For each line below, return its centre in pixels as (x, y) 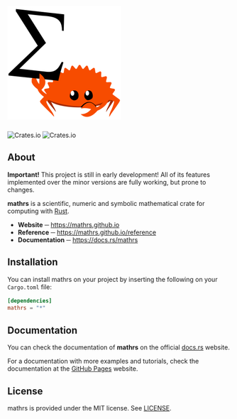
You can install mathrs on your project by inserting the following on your (112, 279)
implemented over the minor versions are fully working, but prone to (107, 182)
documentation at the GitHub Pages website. (73, 369)
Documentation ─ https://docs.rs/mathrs (78, 239)
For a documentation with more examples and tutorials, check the (103, 361)
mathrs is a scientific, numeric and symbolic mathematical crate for (106, 203)
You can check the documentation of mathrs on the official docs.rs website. (119, 347)
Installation (33, 262)
